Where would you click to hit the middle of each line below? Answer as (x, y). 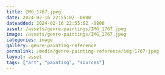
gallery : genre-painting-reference (51, 46)
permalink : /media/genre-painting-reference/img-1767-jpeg (83, 51)
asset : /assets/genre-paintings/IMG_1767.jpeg (66, 29)
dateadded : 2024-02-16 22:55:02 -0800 (55, 23)
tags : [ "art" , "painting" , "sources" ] (55, 62)
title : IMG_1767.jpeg (34, 12)
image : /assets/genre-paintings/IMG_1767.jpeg (66, 34)
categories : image (30, 40)
